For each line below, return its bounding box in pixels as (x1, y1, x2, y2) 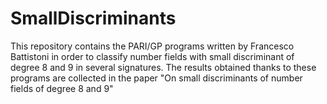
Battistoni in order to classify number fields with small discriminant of (10, 50, 295, 62)
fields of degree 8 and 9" (10, 82, 114, 94)
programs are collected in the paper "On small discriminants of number (10, 72, 303, 84)
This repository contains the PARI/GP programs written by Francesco (10, 40, 295, 52)
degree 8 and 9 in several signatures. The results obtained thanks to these (10, 61, 317, 73)
